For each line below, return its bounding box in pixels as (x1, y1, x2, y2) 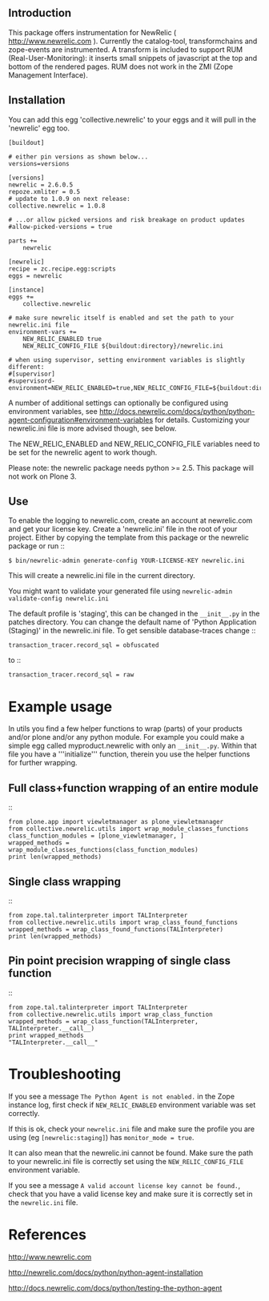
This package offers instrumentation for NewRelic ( (8, 27, 177, 37)
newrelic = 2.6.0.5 (8, 180, 74, 189)
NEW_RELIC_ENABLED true (22, 335, 102, 343)
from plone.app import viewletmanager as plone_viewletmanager (8, 818, 224, 826)
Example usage (8, 697, 113, 716)
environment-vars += (8, 327, 78, 335)
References (8, 1225, 86, 1243)
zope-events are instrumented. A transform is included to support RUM (8, 44, 243, 54)
